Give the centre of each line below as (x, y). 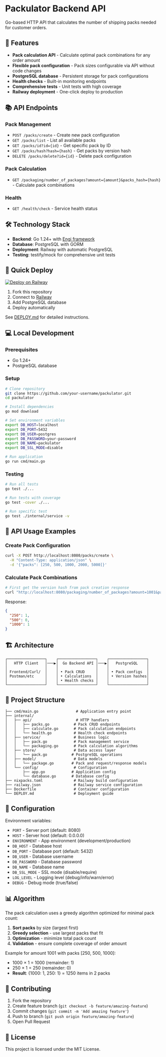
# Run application (24, 457)
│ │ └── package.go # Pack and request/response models (76, 763)
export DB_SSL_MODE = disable (34, 448)
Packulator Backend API (56, 9)
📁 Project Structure (35, 700)
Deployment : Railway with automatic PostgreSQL (62, 249)
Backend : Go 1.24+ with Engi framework (53, 239)
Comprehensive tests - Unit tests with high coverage (67, 86)
